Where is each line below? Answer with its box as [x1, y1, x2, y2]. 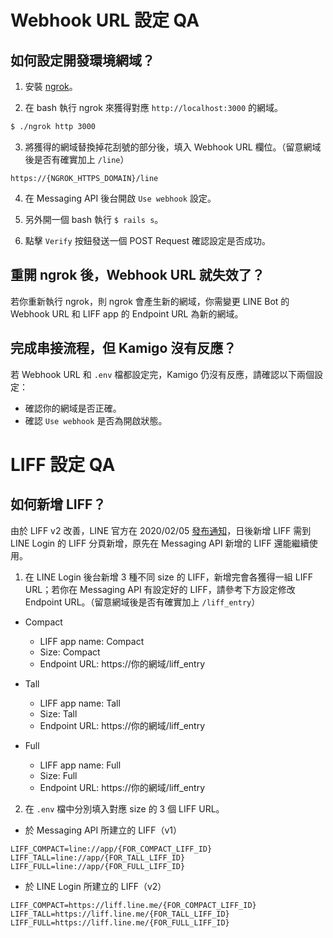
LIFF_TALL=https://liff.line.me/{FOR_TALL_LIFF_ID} [10, 909, 230, 919]
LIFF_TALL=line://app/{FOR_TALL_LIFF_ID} [10, 852, 186, 863]
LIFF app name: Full [39, 759, 122, 771]
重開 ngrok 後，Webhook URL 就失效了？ [10, 267, 265, 284]
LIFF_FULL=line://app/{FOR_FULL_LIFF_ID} [10, 861, 186, 871]
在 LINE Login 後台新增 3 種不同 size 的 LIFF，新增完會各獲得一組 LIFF [24, 571, 313, 583]
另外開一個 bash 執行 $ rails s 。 [24, 213, 164, 225]
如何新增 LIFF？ [10, 496, 107, 513]
